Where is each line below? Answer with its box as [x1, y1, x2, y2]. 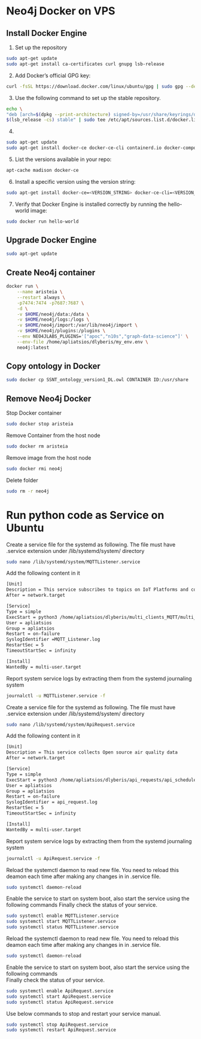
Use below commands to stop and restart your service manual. [6, 1010, 162, 1017]
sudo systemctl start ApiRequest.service [6, 994, 111, 999]
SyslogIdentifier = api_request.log [6, 799, 98, 806]
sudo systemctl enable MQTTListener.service [6, 913, 119, 919]
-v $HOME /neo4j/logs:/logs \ [17, 317, 90, 323]
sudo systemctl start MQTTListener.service [6, 919, 117, 925]
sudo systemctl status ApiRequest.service [6, 999, 114, 1005]
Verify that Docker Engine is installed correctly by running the [14, 200, 167, 208]
